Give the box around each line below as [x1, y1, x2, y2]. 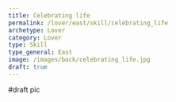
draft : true [8, 63, 48, 71]
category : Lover [8, 33, 62, 42]
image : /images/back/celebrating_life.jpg [8, 56, 151, 64]
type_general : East [8, 48, 73, 56]
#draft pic [8, 85, 40, 94]
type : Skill [8, 41, 48, 49]
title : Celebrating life [8, 11, 90, 20]
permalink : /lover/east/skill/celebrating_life [8, 19, 169, 27]
